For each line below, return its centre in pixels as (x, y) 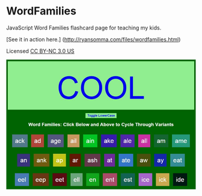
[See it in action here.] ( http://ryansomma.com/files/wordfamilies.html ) (93, 39)
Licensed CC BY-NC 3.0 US (41, 51)
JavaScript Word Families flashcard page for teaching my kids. (84, 28)
